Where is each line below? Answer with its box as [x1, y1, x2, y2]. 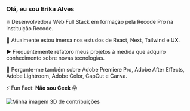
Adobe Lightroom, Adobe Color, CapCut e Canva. [6, 72, 127, 79]
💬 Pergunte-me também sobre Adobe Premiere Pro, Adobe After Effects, [6, 66, 185, 73]
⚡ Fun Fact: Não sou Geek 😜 [6, 84, 78, 91]
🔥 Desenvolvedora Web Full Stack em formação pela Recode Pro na [6, 18, 173, 26]
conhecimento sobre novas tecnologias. [6, 54, 105, 61]
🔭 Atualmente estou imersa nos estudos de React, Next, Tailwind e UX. [6, 36, 180, 44]
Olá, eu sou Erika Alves [6, 5, 75, 13]
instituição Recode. [6, 25, 54, 32]
